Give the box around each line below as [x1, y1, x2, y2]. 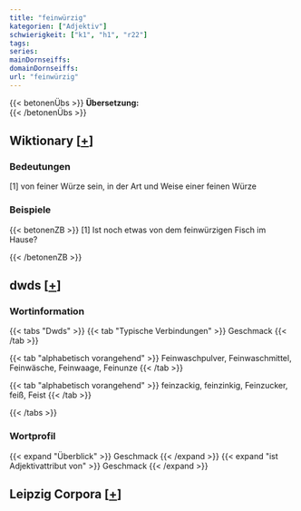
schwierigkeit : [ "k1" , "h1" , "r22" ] [9, 30, 148, 39]
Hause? [9, 233, 38, 245]
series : [9, 47, 39, 56]
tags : [9, 38, 30, 48]
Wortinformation [9, 305, 84, 318]
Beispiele [9, 203, 52, 216]
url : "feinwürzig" [9, 73, 79, 82]
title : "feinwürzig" [9, 13, 88, 23]
